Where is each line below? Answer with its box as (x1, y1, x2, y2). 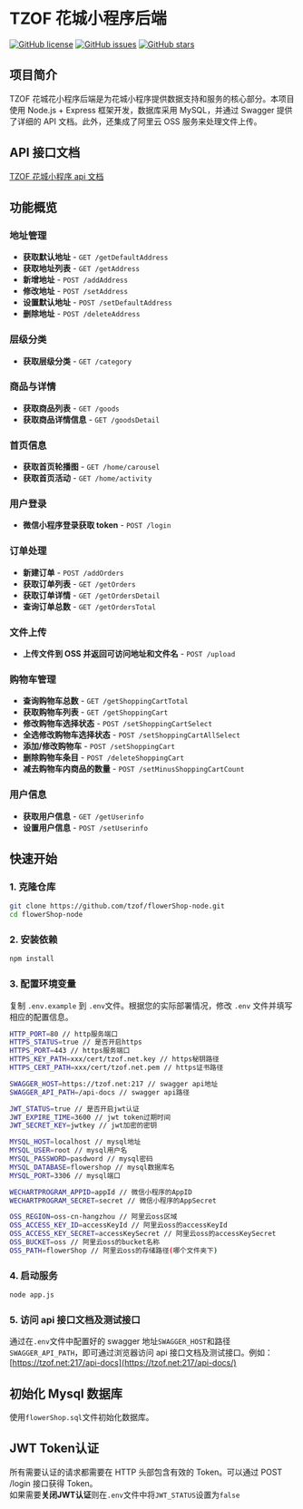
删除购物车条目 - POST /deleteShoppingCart (22, 752, 184, 763)
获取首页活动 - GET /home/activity (22, 472, 152, 483)
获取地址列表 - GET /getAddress (22, 263, 141, 274)
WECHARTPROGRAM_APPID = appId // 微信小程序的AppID (9, 1187, 192, 1197)
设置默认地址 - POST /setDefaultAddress (22, 297, 172, 308)
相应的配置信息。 (9, 1011, 73, 1022)
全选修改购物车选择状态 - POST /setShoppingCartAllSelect (22, 729, 240, 740)
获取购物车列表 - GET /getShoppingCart (22, 706, 169, 717)
